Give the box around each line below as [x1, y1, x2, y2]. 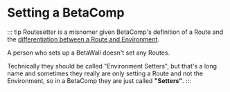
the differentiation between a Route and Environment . [7, 35, 159, 43]
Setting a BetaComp [7, 5, 125, 21]
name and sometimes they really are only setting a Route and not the [7, 69, 203, 77]
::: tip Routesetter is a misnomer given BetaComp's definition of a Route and [7, 28, 224, 36]
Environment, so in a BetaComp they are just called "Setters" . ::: [7, 76, 192, 84]
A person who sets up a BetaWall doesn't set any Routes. [7, 48, 170, 57]
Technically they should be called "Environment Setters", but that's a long [7, 62, 217, 70]
